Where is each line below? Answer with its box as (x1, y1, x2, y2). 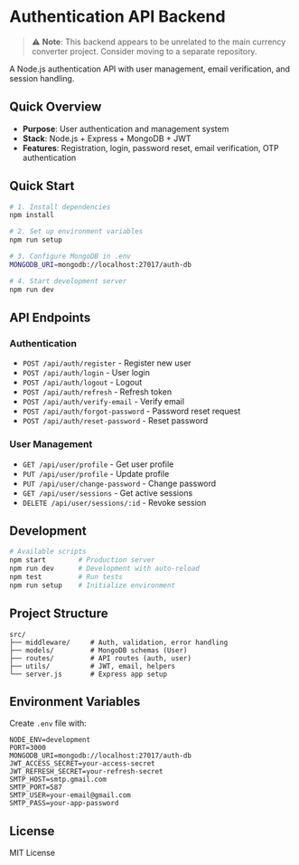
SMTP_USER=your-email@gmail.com (9, 791, 131, 800)
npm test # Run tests (9, 572, 124, 581)
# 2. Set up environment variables (9, 227, 144, 236)
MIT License (9, 848, 56, 859)
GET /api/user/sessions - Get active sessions (22, 487, 193, 499)
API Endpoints (9, 309, 91, 325)
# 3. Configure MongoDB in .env (9, 252, 131, 261)
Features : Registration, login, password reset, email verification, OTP (22, 142, 280, 153)
